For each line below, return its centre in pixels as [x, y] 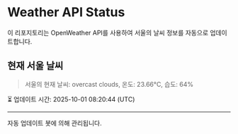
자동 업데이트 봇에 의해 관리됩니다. [55, 123]
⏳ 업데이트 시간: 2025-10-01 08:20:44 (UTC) [71, 99]
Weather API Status [66, 12]
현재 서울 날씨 [35, 66]
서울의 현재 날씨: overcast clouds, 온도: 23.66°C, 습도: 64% [109, 84]
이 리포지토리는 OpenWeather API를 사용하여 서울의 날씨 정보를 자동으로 [108, 32]
